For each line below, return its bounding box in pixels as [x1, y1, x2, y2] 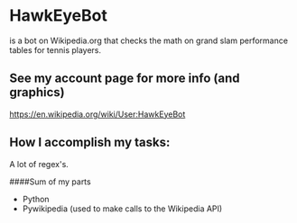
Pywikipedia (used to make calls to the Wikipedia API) [22, 203, 223, 214]
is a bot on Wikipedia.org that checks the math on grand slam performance [9, 35, 289, 46]
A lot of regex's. [9, 158, 70, 169]
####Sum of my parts [9, 176, 92, 187]
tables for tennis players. [9, 44, 102, 55]
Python [22, 193, 50, 204]
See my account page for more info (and [9, 71, 240, 86]
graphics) [9, 85, 65, 100]
